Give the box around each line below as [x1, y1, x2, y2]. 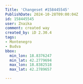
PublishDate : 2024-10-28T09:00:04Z [5, 12, 79, 17]
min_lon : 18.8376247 [9, 53, 52, 58]
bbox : [5, 48, 16, 53]
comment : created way [5, 26, 50, 31]
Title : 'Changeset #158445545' [5, 7, 70, 12]
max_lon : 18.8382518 [9, 62, 52, 67]
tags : [5, 35, 16, 40]
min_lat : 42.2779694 [9, 58, 52, 63]
